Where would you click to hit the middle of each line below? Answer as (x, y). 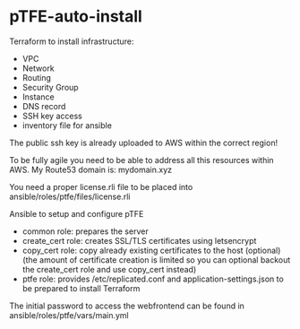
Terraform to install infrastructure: (72, 41)
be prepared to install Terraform (81, 288)
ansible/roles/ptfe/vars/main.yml (69, 315)
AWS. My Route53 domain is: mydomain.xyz (91, 169)
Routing (37, 77)
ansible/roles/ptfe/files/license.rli (70, 196)
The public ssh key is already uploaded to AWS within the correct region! (144, 143)
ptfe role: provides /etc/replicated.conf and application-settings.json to (153, 279)
